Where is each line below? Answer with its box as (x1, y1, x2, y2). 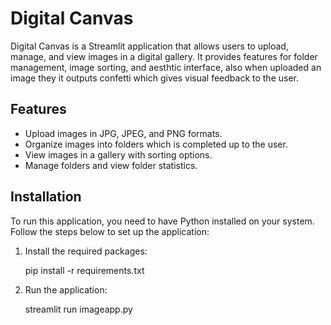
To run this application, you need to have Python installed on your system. (10, 215, 315, 227)
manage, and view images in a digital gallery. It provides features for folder (10, 50, 318, 62)
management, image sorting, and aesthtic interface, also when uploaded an (10, 61, 322, 73)
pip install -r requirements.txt (24, 264, 145, 276)
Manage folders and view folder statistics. (24, 159, 198, 171)
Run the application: (24, 283, 108, 296)
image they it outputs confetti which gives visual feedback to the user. (10, 72, 299, 84)
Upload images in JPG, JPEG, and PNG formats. (24, 127, 223, 139)
